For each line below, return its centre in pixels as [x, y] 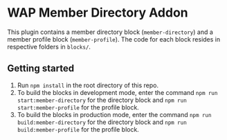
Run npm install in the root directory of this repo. [88, 85]
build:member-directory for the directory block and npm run [102, 122]
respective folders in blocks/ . [49, 46]
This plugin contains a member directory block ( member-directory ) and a [110, 32]
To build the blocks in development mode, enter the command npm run [117, 92]
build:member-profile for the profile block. [78, 129]
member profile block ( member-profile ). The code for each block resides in [114, 39]
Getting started [41, 68]
